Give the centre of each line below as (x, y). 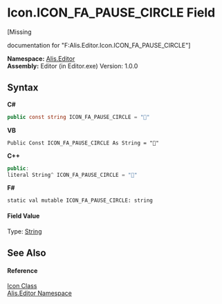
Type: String (25, 231)
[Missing (20, 32)
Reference (22, 270)
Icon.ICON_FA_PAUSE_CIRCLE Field (111, 13)
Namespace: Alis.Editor (41, 58)
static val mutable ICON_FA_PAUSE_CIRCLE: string (80, 201)
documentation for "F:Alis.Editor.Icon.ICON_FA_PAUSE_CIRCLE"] (99, 45)
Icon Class (22, 286)
